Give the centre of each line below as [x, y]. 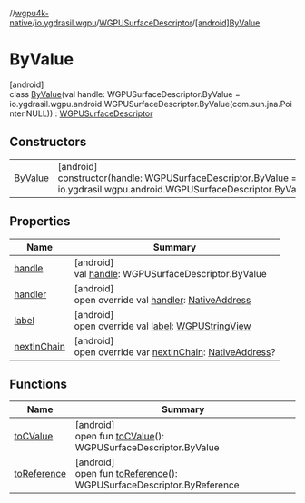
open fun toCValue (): [120, 437]
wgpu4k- [32, 13]
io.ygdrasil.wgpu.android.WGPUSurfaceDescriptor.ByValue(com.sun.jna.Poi [151, 104]
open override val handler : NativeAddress [162, 300]
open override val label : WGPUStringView [162, 326]
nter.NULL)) [31, 113]
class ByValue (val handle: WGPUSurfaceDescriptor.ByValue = [125, 94]
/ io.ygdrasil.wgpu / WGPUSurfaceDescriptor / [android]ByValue [146, 23]
